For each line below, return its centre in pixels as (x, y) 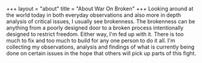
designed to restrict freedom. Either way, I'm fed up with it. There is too (95, 34)
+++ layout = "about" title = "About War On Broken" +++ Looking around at (100, 9)
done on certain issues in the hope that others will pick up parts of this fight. (101, 53)
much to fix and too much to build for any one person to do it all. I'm (91, 40)
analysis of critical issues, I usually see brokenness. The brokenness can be (101, 21)
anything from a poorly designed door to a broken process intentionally (95, 28)
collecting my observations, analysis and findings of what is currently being (100, 47)
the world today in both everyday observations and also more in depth (94, 15)
